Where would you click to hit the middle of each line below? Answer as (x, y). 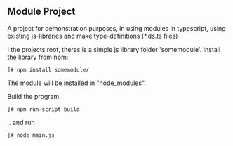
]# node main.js (31, 135)
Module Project (41, 12)
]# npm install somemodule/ (48, 69)
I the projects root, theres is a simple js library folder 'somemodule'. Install (114, 49)
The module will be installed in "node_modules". (76, 83)
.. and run (21, 122)
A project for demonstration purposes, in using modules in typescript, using (116, 28)
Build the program (33, 96)
